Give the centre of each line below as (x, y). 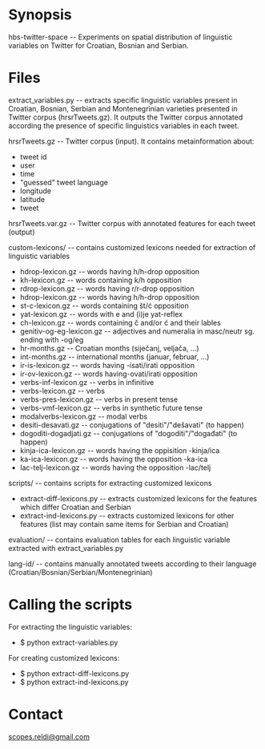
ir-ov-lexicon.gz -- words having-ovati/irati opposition (108, 374)
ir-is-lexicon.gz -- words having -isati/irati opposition (107, 365)
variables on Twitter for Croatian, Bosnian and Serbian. (98, 45)
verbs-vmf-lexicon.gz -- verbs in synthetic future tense (111, 407)
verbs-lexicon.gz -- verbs (62, 391)
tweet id (33, 156)
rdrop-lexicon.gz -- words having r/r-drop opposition (107, 288)
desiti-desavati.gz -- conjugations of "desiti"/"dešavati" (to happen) (132, 425)
